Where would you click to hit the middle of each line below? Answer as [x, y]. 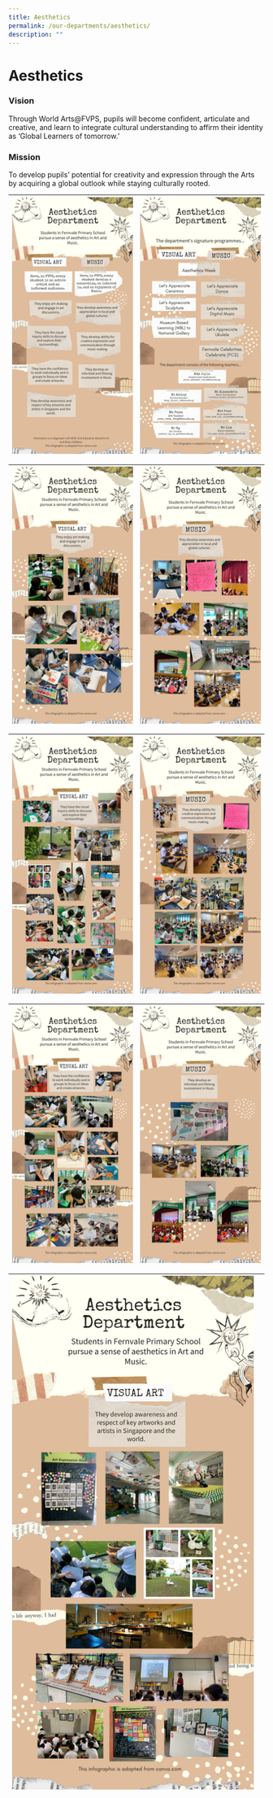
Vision [22, 101]
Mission [24, 157]
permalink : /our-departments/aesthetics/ [80, 26]
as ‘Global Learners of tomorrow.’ [64, 136]
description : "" [36, 34]
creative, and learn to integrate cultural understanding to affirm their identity [136, 127]
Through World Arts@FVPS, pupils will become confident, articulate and [129, 119]
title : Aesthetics [39, 17]
